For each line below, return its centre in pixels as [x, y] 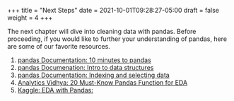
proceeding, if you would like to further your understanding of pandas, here [117, 39]
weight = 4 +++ [30, 18]
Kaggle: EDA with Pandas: [55, 90]
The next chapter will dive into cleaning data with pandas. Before [102, 31]
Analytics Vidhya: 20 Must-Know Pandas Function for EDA [103, 83]
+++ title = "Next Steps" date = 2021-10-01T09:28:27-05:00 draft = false [113, 10]
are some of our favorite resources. [59, 46]
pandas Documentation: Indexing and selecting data [93, 75]
